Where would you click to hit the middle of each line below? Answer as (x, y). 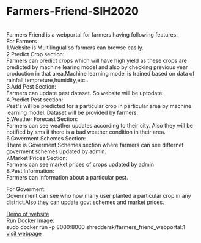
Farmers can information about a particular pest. (67, 177)
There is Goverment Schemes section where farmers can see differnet (95, 145)
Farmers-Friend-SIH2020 (73, 11)
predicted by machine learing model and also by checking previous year (97, 67)
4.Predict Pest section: (35, 100)
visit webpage (24, 233)
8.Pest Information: (30, 171)
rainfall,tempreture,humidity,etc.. (47, 80)
